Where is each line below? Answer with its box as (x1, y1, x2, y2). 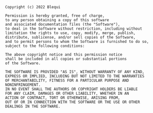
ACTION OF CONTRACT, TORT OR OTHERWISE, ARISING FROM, (5, 95, 120, 100)
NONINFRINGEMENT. (5, 82, 41, 87)
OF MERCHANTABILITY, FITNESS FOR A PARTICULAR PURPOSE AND (5, 78, 129, 83)
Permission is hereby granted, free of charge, (5, 13, 105, 18)
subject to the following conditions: (5, 43, 85, 48)
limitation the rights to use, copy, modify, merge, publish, (5, 31, 136, 36)
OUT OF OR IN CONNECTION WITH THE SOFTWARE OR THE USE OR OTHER (5, 100, 140, 105)
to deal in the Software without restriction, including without (5, 26, 142, 31)
